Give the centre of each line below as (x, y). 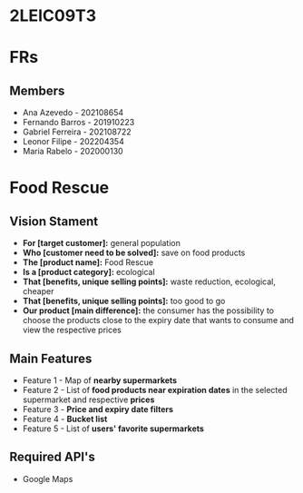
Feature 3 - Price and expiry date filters (98, 409)
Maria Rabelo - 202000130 (73, 152)
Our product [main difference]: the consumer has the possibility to (148, 311)
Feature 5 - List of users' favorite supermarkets (113, 429)
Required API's (52, 457)
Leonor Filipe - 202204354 (73, 142)
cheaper (38, 291)
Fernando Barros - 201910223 (78, 123)
